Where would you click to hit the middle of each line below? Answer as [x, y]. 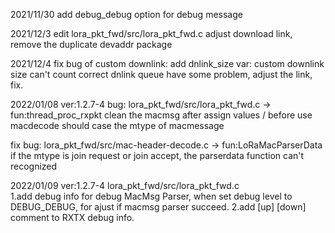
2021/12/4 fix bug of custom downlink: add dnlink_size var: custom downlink [167, 63]
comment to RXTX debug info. [72, 217]
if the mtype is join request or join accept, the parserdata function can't [157, 155]
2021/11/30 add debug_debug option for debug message [126, 14]
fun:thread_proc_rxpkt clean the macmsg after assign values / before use [161, 115]
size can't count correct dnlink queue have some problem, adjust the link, [161, 74]
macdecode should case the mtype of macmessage [117, 125]
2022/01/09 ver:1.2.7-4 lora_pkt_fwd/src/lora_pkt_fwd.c [125, 185]
